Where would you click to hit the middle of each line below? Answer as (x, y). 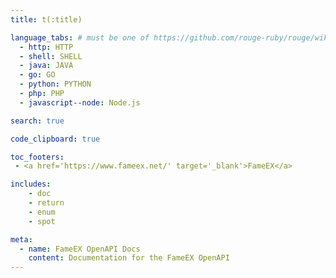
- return (46, 203)
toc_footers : (37, 157)
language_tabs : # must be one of (80, 37)
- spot (42, 221)
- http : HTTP (46, 47)
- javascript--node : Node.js (80, 102)
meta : (21, 239)
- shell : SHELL (51, 56)
